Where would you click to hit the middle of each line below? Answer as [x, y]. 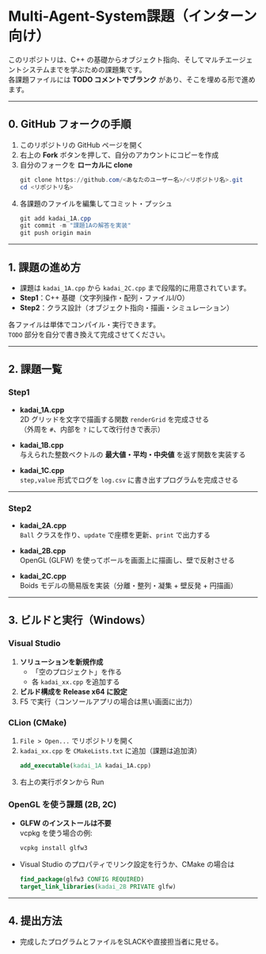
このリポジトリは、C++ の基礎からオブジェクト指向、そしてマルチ [117, 60]
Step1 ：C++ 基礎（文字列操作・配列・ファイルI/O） [104, 298]
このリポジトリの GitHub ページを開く [82, 144]
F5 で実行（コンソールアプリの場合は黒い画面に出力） [108, 701]
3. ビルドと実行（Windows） [80, 620]
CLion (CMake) [38, 722]
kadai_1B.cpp [42, 444]
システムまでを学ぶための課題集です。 [84, 69]
